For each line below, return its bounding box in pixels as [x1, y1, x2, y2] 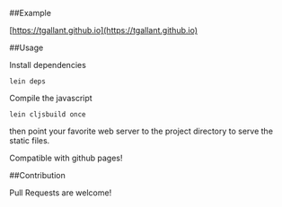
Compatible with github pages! [9, 152, 123, 163]
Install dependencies [9, 60, 87, 70]
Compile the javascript [9, 93, 93, 103]
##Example [9, 8, 52, 18]
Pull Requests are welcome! [9, 187, 112, 198]
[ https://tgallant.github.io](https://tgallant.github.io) [9, 25, 198, 35]
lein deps [9, 77, 47, 86]
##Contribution [9, 170, 66, 180]
